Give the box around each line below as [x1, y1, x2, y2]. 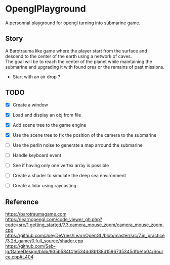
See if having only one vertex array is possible [12, 162, 109, 168]
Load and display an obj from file [12, 112, 81, 118]
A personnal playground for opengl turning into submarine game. [5, 20, 141, 26]
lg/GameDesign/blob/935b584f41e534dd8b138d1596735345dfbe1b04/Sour [5, 248, 163, 254]
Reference [5, 197, 39, 206]
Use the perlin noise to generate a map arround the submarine [12, 142, 143, 148]
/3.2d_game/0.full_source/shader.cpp [5, 238, 83, 244]
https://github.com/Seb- [5, 243, 56, 249]
